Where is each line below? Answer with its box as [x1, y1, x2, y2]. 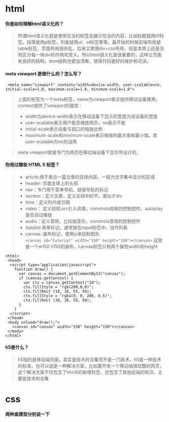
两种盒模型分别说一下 [5, 411, 50, 417]
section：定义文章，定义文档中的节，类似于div [25, 193, 122, 199]
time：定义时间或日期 [25, 199, 70, 205]
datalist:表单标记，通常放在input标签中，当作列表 [25, 224, 128, 230]
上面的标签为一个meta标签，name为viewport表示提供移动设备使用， [17, 96, 160, 102]
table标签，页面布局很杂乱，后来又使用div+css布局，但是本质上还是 [17, 45, 160, 52]
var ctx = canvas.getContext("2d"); [23, 280, 101, 285]
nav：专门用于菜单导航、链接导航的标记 [25, 186, 109, 193]
